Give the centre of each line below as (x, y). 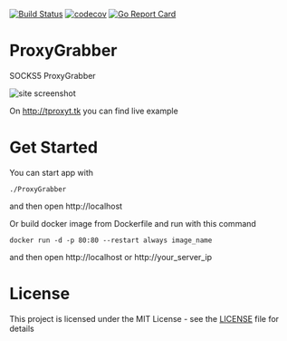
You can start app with (51, 172)
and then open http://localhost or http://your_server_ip (111, 257)
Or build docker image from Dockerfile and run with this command (133, 223)
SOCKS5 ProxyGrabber (53, 75)
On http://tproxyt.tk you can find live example (94, 111)
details (22, 328)
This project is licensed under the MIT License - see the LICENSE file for (144, 318)
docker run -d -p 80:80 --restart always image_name (111, 240)
